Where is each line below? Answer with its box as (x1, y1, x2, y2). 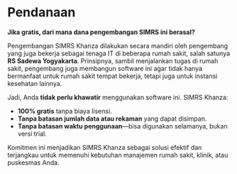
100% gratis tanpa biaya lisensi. (17, 107, 112, 115)
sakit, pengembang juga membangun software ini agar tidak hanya (7, 64, 203, 72)
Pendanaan (7, 4, 76, 21)
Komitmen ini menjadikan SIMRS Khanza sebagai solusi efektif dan (7, 143, 202, 151)
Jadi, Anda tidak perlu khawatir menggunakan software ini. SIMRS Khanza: (7, 93, 228, 102)
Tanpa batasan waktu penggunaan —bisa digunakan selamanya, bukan (17, 121, 228, 130)
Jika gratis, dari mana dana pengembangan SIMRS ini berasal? (7, 28, 195, 36)
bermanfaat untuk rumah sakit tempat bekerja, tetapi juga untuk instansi (7, 72, 218, 80)
